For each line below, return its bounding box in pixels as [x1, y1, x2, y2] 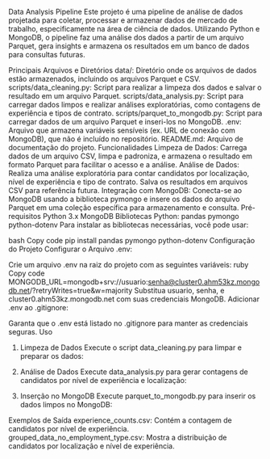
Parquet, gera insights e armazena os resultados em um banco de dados [8, 41, 250, 51]
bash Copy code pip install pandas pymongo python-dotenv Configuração [8, 236, 255, 245]
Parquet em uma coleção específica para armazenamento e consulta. [8, 203, 239, 213]
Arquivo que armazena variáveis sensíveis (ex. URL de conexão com [8, 125, 236, 135]
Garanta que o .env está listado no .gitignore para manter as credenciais [8, 318, 248, 328]
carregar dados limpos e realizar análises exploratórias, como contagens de [8, 100, 261, 109]
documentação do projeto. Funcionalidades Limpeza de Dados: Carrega [8, 143, 247, 152]
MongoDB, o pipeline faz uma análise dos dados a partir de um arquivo [8, 32, 244, 42]
